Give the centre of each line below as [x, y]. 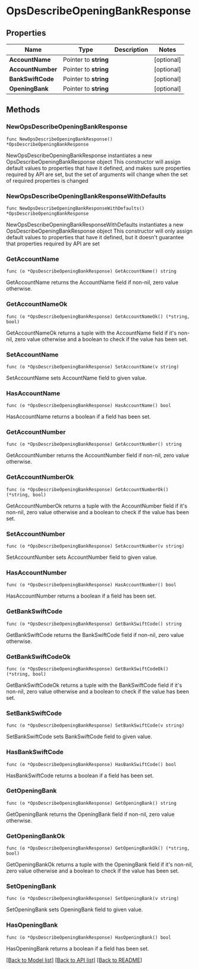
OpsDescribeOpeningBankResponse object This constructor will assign [94, 161]
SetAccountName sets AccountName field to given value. [76, 378]
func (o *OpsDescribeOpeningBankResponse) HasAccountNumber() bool [91, 585]
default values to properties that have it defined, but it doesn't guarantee [95, 237]
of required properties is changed [47, 180]
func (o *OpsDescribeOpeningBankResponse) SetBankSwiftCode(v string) [95, 726]
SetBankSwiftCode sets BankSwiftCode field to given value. [79, 737]
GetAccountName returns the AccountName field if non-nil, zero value [92, 282]
